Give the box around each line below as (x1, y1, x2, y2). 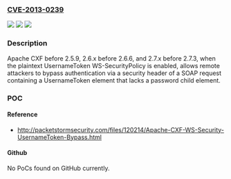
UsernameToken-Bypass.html (17, 133, 102, 141)
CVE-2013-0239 (7, 5, 64, 14)
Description (7, 39, 48, 48)
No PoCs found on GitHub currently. (7, 164, 110, 172)
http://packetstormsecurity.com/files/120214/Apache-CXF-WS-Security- (17, 125, 225, 134)
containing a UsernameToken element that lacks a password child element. (7, 76, 221, 84)
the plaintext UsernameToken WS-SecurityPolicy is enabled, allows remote (7, 61, 220, 70)
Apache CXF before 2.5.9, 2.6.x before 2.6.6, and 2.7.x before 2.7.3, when (7, 54, 216, 63)
